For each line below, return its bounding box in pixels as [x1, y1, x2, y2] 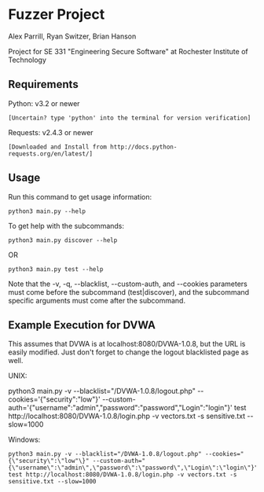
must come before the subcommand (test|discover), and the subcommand [8, 287, 250, 296]
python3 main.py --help [8, 207, 86, 215]
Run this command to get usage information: [8, 192, 152, 201]
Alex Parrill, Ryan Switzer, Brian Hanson [8, 31, 137, 41]
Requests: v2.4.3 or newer [8, 127, 93, 137]
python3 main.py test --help [8, 265, 104, 273]
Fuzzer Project [8, 6, 105, 24]
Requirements [8, 78, 79, 91]
